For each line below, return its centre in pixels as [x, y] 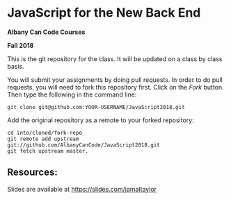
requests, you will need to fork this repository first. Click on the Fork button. [115, 87]
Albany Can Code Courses [46, 32]
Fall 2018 [21, 45]
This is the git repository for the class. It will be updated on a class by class [115, 59]
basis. [16, 66]
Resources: [32, 173]
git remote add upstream [43, 139]
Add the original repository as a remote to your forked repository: [101, 120]
